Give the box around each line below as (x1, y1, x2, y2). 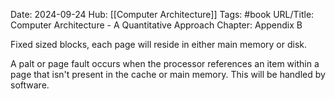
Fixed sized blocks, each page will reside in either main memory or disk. (10, 39, 308, 50)
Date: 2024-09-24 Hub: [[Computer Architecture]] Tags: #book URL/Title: (10, 9, 315, 20)
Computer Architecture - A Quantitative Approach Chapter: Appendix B (10, 19, 303, 31)
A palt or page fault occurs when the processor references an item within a (10, 58, 320, 69)
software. (10, 79, 50, 91)
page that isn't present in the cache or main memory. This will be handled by (10, 69, 326, 80)
